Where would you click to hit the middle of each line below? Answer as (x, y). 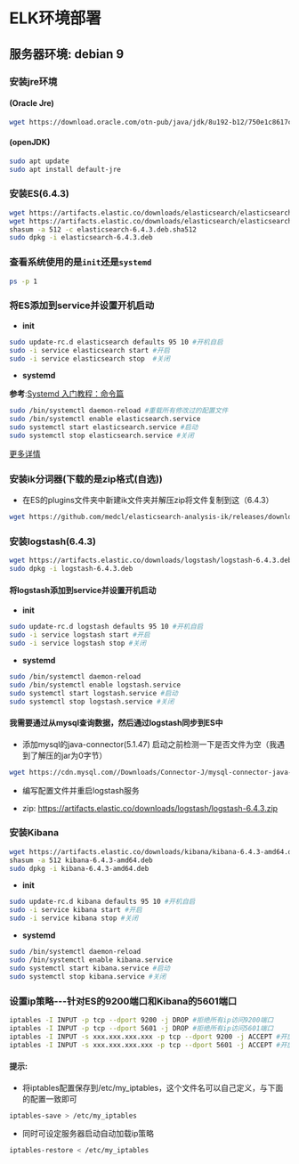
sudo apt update (39, 161)
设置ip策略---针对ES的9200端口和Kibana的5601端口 (123, 1001)
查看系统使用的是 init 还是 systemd (81, 262)
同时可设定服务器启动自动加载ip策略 (88, 1134)
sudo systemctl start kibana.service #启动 (90, 968)
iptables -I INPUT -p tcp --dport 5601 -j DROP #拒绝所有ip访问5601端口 (141, 1028)
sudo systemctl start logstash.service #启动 (93, 693)
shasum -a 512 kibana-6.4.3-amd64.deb (81, 860)
